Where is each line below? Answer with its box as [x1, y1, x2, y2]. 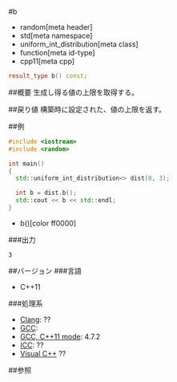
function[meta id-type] [19, 48, 95, 57]
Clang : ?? [19, 315, 51, 324]
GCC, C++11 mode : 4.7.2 [19, 331, 101, 341]
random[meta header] [19, 22, 93, 31]
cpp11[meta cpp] [19, 56, 74, 66]
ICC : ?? [19, 340, 44, 350]
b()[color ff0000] [19, 218, 77, 228]
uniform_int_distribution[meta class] [19, 39, 139, 49]
